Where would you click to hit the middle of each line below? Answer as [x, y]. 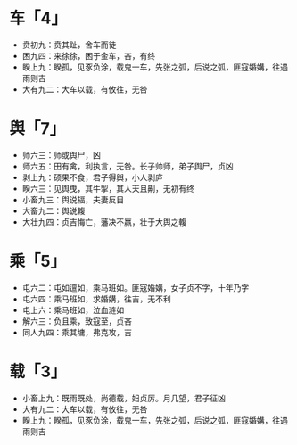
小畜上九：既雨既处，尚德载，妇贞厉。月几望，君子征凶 [124, 398]
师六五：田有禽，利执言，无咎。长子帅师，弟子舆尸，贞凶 [128, 166]
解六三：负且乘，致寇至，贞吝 [77, 321]
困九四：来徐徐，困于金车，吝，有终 [89, 55]
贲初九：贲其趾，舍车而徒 [69, 45]
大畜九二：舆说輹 [54, 210]
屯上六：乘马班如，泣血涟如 [73, 309]
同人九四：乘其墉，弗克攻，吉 [77, 332]
